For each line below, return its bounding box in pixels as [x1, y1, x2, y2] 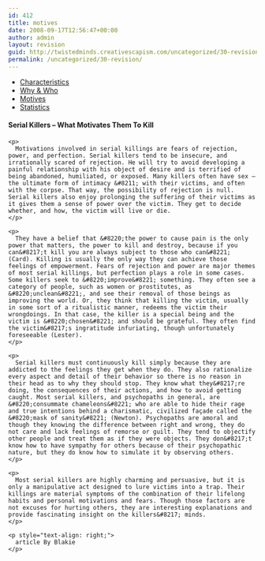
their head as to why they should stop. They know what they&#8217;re [8, 380, 245, 387]
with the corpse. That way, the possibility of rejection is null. [8, 186, 235, 194]
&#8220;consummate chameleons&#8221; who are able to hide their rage [8, 400, 245, 409]
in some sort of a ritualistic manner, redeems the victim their [8, 304, 227, 312]
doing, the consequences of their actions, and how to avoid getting [8, 387, 242, 395]
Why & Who [19, 85, 58, 95]
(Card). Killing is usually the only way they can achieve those [8, 256, 227, 264]
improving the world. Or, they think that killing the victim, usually [8, 297, 248, 305]
